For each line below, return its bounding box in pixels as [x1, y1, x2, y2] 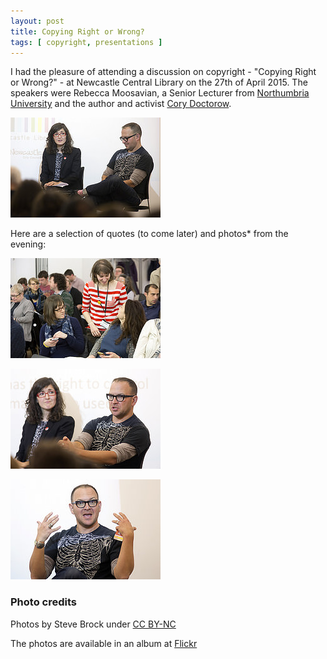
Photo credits [10, 595, 77, 609]
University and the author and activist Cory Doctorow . [10, 98, 232, 110]
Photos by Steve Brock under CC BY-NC [10, 618, 177, 630]
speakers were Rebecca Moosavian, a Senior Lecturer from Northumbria [10, 87, 310, 99]
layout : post [10, 16, 65, 26]
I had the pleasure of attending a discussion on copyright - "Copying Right [10, 66, 317, 78]
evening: [10, 238, 47, 250]
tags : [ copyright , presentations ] [10, 37, 163, 47]
